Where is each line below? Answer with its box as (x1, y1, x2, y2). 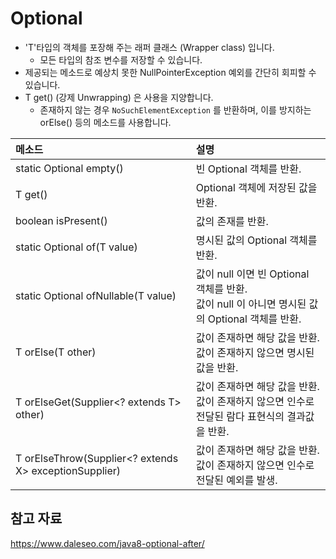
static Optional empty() (15, 161, 124, 175)
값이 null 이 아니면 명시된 (195, 297, 307, 311)
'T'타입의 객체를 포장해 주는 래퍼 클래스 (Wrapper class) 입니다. (24, 41, 275, 53)
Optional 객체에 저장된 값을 (195, 180, 318, 194)
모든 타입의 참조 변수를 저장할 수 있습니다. (39, 53, 203, 66)
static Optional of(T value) (15, 240, 138, 254)
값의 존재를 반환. (195, 214, 269, 228)
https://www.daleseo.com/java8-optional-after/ (10, 537, 205, 549)
